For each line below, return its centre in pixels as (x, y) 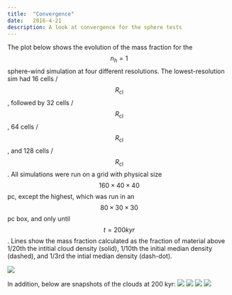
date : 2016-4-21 (34, 21)
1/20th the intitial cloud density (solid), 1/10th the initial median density (110, 249)
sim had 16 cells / (33, 79)
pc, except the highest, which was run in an (71, 197)
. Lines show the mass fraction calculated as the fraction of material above (116, 241)
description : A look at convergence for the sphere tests (95, 27)
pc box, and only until (39, 219)
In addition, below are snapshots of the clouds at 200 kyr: (92, 284)
